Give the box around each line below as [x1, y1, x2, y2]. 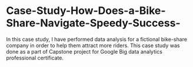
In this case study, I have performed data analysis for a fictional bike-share [6, 36, 187, 43]
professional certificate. [6, 54, 64, 61]
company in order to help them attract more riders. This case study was [6, 42, 180, 49]
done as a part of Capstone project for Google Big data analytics [6, 48, 163, 55]
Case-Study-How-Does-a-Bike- [6, 4, 166, 17]
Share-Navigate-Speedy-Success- [6, 16, 181, 30]
